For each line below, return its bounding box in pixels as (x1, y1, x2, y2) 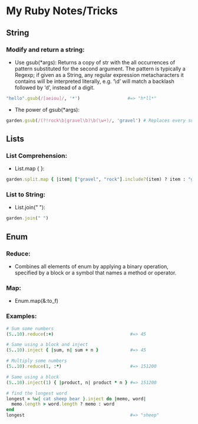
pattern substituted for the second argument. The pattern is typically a (14, 65, 186, 72)
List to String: (6, 190, 46, 199)
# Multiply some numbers (6, 358, 67, 364)
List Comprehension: (6, 151, 68, 160)
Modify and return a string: (6, 46, 85, 54)
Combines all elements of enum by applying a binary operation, (14, 263, 169, 270)
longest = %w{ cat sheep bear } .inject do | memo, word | (6, 396, 146, 402)
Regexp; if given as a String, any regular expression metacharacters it (14, 71, 184, 78)
